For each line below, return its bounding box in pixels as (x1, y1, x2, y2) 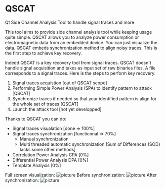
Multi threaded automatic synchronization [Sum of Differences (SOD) (19, 141, 161, 147)
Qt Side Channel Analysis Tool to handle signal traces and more (5, 19, 134, 25)
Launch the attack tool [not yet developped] (12, 106, 102, 112)
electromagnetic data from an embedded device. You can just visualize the (5, 39, 158, 45)
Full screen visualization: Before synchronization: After (5, 172, 157, 178)
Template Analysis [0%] (12, 162, 61, 168)
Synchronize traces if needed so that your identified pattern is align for (12, 95, 157, 102)
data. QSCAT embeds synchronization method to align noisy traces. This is (5, 45, 157, 51)
